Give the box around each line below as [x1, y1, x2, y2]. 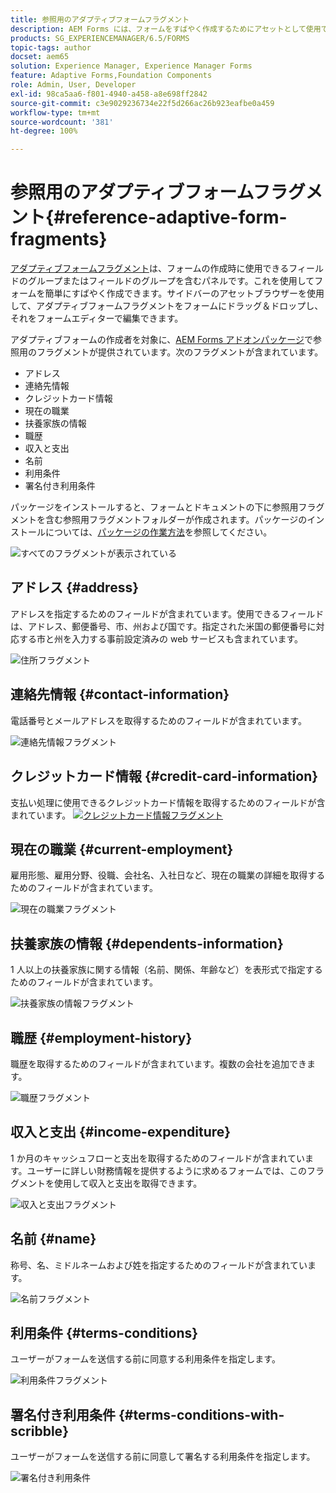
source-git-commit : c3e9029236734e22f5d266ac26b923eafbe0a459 [10, 98, 275, 108]
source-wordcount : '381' [10, 117, 114, 127]
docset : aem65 [10, 52, 70, 62]
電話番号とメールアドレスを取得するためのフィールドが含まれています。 [10, 714, 307, 726]
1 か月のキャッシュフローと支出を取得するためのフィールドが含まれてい [10, 1152, 305, 1164]
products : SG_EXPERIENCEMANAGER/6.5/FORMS [10, 33, 190, 43]
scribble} [10, 1422, 69, 1440]
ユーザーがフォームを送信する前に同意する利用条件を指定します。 [10, 1353, 281, 1365]
